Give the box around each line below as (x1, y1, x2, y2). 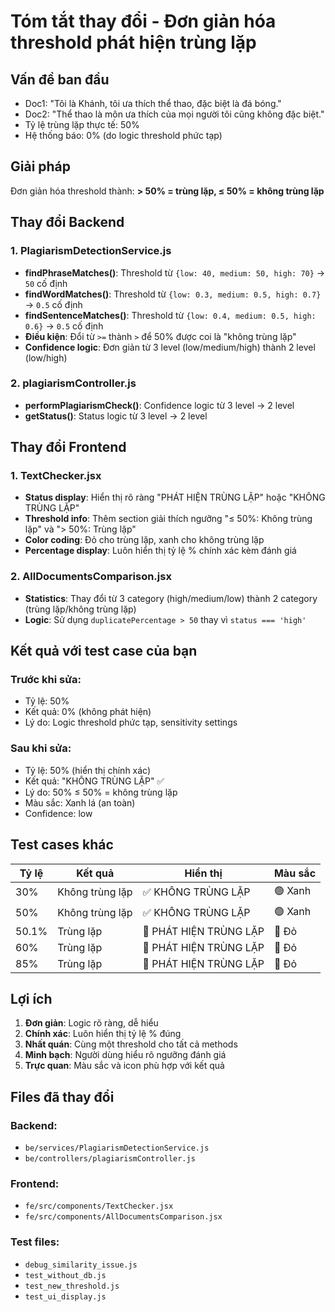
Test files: (10, 1235, 60, 1249)
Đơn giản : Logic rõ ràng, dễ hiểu (24, 1017, 159, 1029)
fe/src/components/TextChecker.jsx (24, 1201, 174, 1212)
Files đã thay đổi (10, 1088, 115, 1105)
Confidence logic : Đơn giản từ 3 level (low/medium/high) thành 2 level (24, 341, 316, 353)
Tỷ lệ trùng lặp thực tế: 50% (24, 119, 140, 130)
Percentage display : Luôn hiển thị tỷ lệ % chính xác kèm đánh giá (24, 545, 297, 557)
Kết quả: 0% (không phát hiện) (24, 706, 152, 718)
